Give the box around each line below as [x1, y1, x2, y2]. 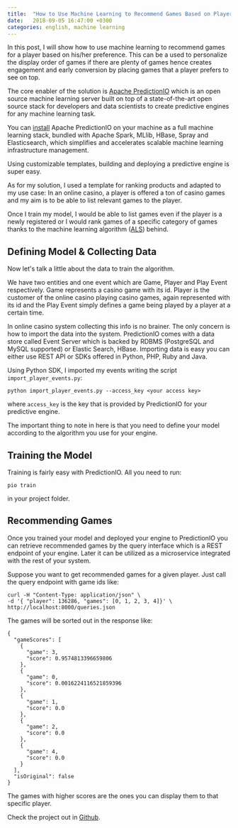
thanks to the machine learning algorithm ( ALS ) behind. [7, 225, 169, 234]
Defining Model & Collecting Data [7, 246, 157, 258]
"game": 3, [25, 648, 59, 655]
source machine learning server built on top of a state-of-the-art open [7, 94, 212, 103]
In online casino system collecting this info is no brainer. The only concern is [7, 322, 230, 331]
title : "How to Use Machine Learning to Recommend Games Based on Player [7, 10, 233, 18]
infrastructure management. [7, 146, 89, 155]
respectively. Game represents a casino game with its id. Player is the [7, 285, 210, 295]
